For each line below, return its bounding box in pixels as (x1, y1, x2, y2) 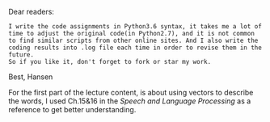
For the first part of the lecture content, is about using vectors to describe (8, 88, 254, 97)
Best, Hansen (8, 72, 53, 82)
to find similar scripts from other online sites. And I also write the (8, 36, 259, 44)
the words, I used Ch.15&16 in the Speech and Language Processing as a (8, 96, 251, 106)
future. (8, 51, 35, 59)
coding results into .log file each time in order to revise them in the (8, 44, 263, 52)
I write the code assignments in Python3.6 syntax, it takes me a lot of (8, 23, 263, 31)
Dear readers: (8, 7, 55, 16)
